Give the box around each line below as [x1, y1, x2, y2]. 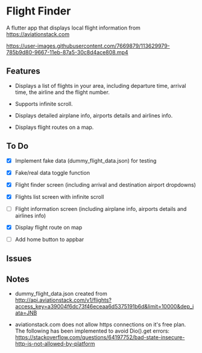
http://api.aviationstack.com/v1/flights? [14, 296, 112, 304]
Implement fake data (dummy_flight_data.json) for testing [14, 157, 157, 164]
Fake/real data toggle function [14, 169, 90, 176]
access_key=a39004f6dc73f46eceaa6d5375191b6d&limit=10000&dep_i [14, 303, 194, 310]
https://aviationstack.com [6, 30, 70, 37]
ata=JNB [14, 309, 37, 317]
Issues [6, 254, 32, 264]
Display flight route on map [14, 223, 83, 231]
